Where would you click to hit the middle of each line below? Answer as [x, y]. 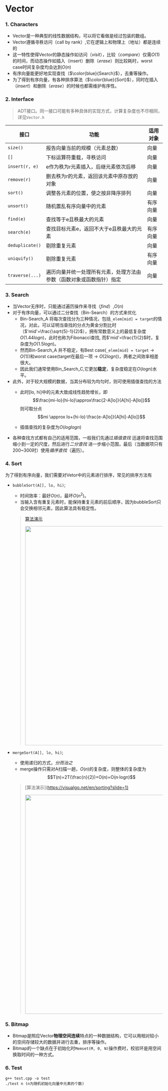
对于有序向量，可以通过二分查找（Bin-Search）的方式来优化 [74, 313]
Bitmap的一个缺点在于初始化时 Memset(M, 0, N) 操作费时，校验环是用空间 [87, 1048]
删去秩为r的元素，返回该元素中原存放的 [92, 176]
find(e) [17, 219]
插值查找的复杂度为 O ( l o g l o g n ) [50, 427]
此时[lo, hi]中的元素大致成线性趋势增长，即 [64, 392]
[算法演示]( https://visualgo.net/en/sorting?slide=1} [77, 787]
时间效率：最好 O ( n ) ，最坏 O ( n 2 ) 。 [54, 495]
